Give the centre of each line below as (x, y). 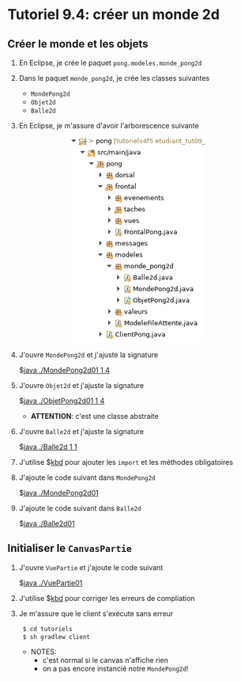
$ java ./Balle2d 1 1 (48, 447)
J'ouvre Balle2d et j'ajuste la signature (81, 432)
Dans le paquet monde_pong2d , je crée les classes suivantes (114, 78)
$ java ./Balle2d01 (47, 523)
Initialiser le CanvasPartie (70, 548)
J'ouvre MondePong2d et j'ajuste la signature (88, 355)
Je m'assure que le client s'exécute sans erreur (96, 613)
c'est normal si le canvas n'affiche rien (105, 660)
